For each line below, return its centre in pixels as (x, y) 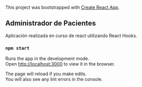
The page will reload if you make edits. (46, 74)
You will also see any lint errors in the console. (54, 79)
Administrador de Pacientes (51, 23)
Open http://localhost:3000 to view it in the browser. (60, 64)
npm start (17, 48)
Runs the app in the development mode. (47, 59)
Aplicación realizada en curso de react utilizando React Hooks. (71, 36)
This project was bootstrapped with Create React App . (63, 7)
